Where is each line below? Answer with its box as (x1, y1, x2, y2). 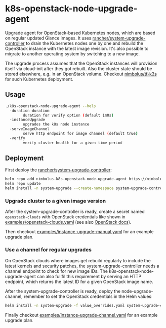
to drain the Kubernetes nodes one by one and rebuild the (25, 40, 144, 46)
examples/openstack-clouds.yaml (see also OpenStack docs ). (5, 219, 132, 225)
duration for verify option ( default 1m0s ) (23, 113, 114, 118)
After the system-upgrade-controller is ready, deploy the (5, 288, 121, 294)
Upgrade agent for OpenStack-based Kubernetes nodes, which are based (5, 30, 156, 36)
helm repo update (5, 181, 41, 186)
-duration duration (9, 108, 50, 113)
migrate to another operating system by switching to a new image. (5, 50, 140, 57)
